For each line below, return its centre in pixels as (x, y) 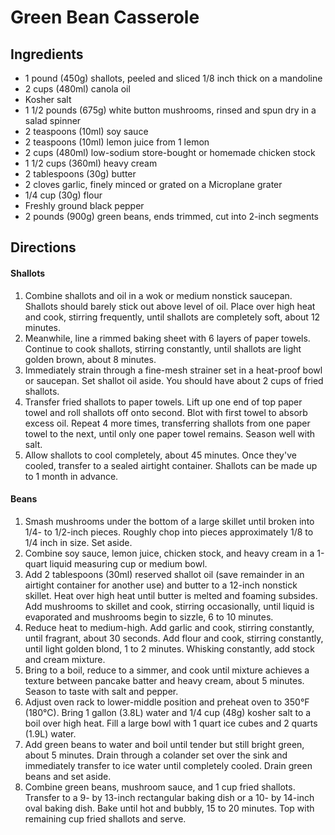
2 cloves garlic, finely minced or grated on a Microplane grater (153, 184)
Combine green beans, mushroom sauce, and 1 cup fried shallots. (160, 787)
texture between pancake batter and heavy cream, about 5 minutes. (164, 680)
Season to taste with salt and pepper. (101, 691)
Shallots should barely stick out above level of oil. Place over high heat (170, 306)
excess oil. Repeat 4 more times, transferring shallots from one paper (167, 423)
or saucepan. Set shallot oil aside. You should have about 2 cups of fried (174, 380)
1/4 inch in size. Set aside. (78, 542)
